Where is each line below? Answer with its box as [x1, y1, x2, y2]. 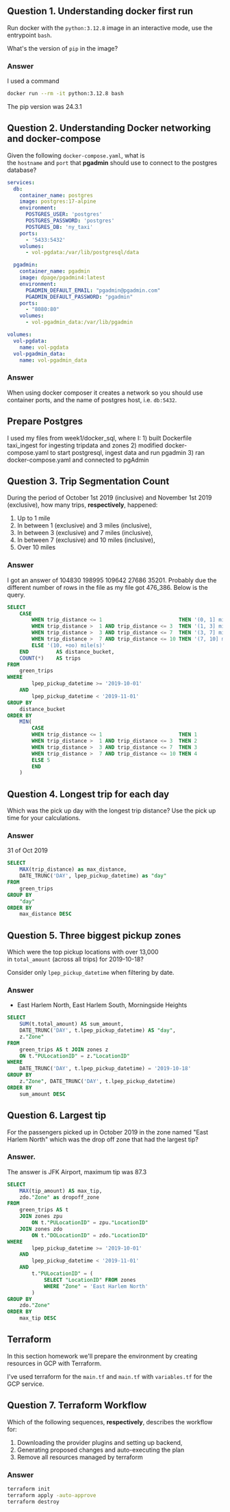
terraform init [7, 1486, 51, 1493]
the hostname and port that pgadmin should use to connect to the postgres [7, 158, 218, 166]
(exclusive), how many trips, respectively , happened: [7, 501, 158, 509]
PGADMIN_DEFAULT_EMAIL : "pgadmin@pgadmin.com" [25, 287, 161, 294]
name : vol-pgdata [19, 344, 69, 351]
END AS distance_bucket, [19, 648, 115, 655]
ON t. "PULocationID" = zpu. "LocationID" [31, 1219, 149, 1226]
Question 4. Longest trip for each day [7, 788, 170, 800]
